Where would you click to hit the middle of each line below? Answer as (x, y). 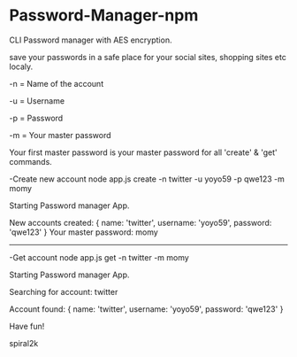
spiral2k (24, 343)
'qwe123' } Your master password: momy (84, 232)
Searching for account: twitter (64, 291)
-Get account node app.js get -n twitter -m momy (99, 257)
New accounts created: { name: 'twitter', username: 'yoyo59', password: (141, 222)
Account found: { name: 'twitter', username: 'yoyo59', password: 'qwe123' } (146, 309)
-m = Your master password (61, 135)
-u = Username (37, 101)
